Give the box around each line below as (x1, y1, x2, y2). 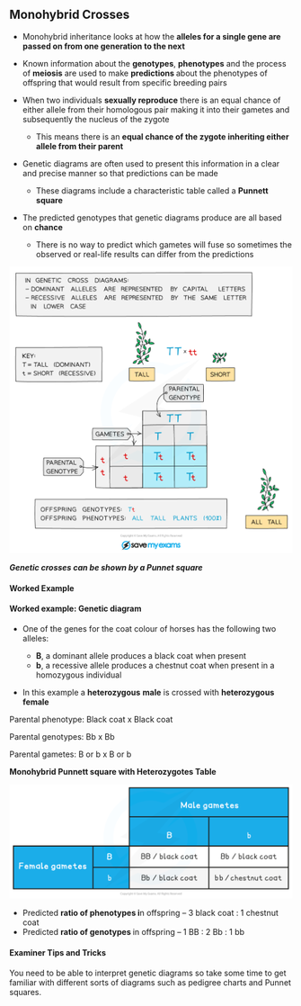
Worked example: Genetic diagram (9, 603, 142, 615)
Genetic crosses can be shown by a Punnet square (9, 562, 204, 573)
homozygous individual (35, 669, 122, 680)
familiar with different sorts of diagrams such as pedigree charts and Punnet (9, 976, 292, 988)
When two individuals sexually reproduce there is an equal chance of (22, 94, 281, 105)
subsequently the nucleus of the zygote (22, 113, 170, 124)
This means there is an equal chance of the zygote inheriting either (35, 130, 289, 142)
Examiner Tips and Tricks (9, 947, 106, 957)
